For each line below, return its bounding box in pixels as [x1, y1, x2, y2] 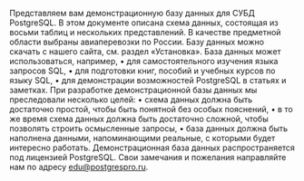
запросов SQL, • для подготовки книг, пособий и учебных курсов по [9, 65, 276, 76]
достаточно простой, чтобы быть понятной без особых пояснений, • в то [9, 104, 293, 114]
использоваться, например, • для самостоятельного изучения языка [9, 56, 279, 66]
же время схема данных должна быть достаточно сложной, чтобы [9, 113, 270, 124]
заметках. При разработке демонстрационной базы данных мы [9, 85, 258, 95]
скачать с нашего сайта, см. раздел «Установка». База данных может [9, 46, 281, 57]
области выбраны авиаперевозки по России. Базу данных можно [9, 36, 265, 47]
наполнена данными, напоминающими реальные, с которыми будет [9, 133, 276, 143]
